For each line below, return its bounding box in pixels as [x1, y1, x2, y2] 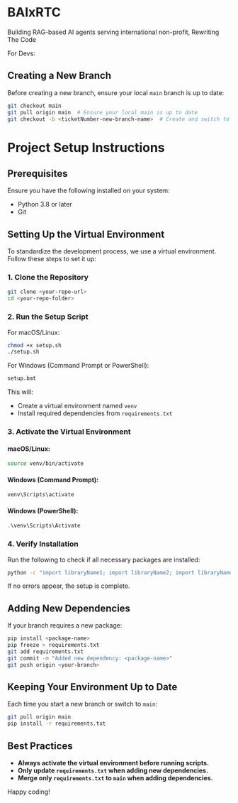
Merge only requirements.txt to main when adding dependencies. [17, 774, 214, 782]
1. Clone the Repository [7, 273, 89, 283]
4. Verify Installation [7, 539, 79, 549]
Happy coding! [7, 787, 51, 796]
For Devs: [7, 49, 35, 58]
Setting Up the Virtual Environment [7, 228, 165, 240]
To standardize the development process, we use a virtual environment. [7, 247, 217, 256]
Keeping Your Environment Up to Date [7, 681, 178, 693]
